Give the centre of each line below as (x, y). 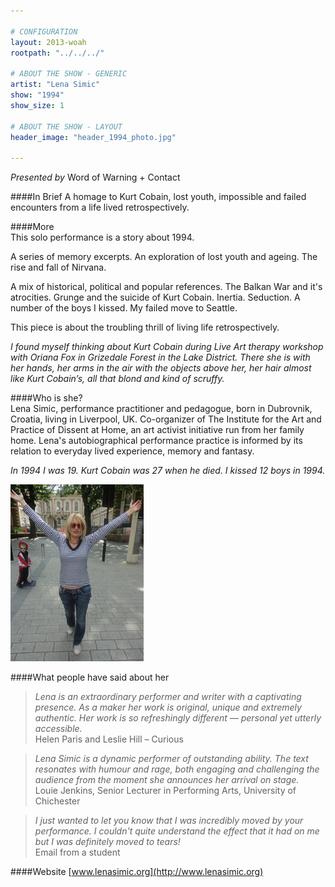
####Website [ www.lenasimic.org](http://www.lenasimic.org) (137, 872)
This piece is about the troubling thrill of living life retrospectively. (145, 327)
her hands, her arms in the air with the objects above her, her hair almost (161, 368)
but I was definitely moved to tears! (107, 842)
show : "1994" (37, 95)
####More (32, 227)
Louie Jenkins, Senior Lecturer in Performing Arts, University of (165, 791)
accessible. (58, 729)
